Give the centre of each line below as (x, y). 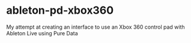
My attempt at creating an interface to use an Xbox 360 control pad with (95, 27)
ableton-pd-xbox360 (60, 10)
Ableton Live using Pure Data (42, 33)
